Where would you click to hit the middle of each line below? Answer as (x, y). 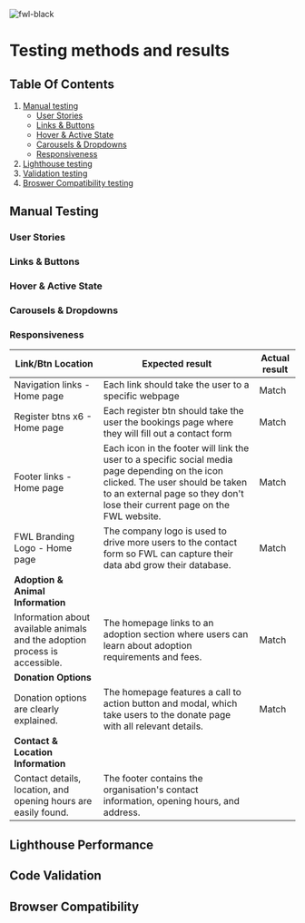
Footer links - (43, 476)
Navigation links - (52, 385)
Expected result (177, 364)
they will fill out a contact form (167, 434)
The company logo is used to (165, 531)
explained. (36, 721)
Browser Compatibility (74, 906)
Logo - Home (43, 548)
